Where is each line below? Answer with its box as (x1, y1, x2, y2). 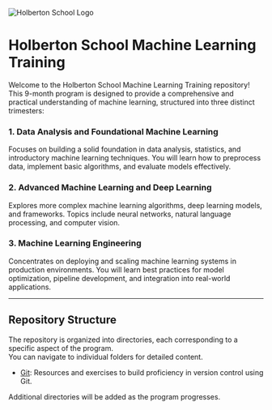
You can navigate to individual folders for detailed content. (8, 352, 204, 361)
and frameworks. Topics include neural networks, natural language (8, 209, 232, 219)
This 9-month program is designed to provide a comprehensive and (8, 88, 235, 98)
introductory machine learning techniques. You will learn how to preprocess (8, 153, 261, 163)
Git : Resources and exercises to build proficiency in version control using (19, 367, 264, 377)
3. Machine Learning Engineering (8, 237, 142, 249)
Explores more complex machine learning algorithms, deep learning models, (8, 200, 263, 210)
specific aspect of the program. (8, 343, 114, 352)
